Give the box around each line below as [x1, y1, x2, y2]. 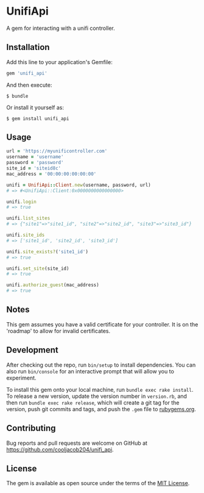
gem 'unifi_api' [6, 70, 47, 76]
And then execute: [6, 81, 52, 88]
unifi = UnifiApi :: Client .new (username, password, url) [6, 182, 151, 188]
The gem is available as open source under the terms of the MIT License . [6, 480, 190, 487]
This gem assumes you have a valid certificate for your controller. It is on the [6, 320, 199, 328]
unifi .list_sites [6, 215, 51, 221]
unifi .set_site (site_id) [6, 265, 69, 272]
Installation [6, 42, 50, 52]
